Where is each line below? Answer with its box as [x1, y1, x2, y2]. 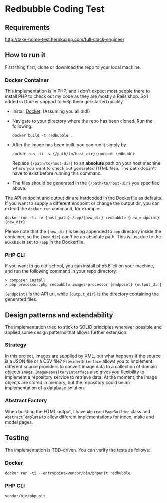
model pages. [5, 419, 33, 425]
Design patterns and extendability [5, 311, 113, 319]
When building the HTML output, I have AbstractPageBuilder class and [5, 408, 151, 414]
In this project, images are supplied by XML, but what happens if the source [5, 353, 161, 359]
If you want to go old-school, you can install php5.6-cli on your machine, [5, 263, 155, 269]
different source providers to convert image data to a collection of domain [5, 363, 157, 369]
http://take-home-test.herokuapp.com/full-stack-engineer [5, 36, 125, 42]
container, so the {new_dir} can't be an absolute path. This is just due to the [5, 234, 161, 240]
